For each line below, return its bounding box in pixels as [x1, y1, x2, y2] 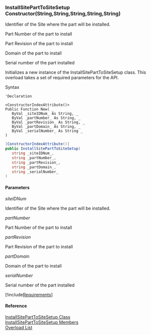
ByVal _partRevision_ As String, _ [11, 120, 85, 125]
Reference [5, 303, 27, 309]
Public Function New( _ [5, 107, 54, 112]
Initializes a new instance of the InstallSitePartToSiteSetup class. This [5, 69, 146, 75]
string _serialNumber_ [11, 169, 58, 174]
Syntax [5, 84, 20, 90]
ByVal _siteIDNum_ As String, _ [11, 111, 79, 116]
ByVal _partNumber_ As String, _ [11, 115, 81, 120]
